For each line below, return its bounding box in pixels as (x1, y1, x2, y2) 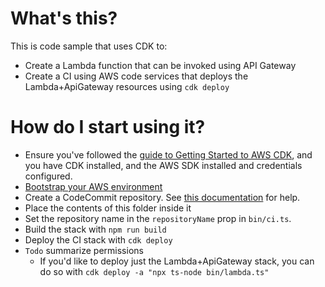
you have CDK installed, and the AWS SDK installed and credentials (24, 159, 303, 171)
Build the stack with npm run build (24, 223, 167, 235)
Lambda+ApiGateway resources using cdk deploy (24, 80, 230, 92)
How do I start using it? (10, 116, 206, 139)
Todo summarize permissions (24, 244, 144, 256)
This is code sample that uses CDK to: (10, 40, 168, 52)
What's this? (10, 7, 118, 30)
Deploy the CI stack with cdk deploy (24, 233, 173, 246)
